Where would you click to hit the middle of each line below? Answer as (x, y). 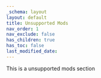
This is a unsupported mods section (50, 68)
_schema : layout (26, 12)
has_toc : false (25, 46)
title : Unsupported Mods (37, 23)
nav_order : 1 (23, 29)
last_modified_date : (32, 51)
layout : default (26, 18)
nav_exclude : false (31, 34)
